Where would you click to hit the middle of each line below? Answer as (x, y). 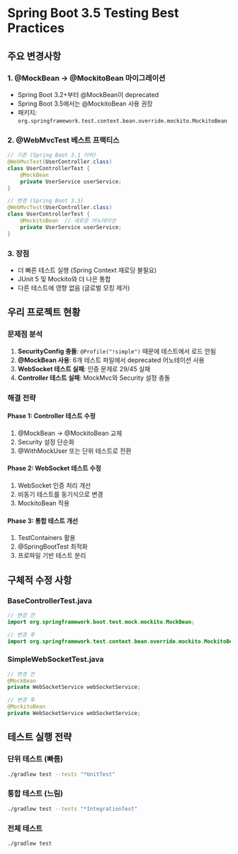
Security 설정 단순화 (46, 442)
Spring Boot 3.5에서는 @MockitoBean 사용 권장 (85, 103)
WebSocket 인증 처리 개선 (54, 485)
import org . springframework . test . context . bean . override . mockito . (106, 641)
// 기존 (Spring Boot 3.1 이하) (52, 155)
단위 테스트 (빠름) (35, 759)
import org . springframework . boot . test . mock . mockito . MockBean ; (101, 622)
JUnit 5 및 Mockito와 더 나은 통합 (64, 279)
